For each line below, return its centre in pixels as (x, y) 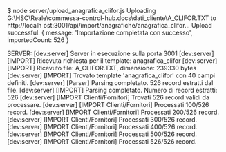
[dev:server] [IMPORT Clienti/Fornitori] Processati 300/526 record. (102, 120)
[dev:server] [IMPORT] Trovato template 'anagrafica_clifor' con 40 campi (111, 75)
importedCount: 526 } (38, 40)
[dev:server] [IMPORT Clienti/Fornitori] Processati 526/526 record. (102, 141)
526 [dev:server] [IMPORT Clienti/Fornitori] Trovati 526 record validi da (108, 97)
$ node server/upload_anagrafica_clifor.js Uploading (82, 11)
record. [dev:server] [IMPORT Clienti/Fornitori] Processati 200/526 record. (113, 112)
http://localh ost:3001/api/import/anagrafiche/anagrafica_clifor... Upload (110, 25)
